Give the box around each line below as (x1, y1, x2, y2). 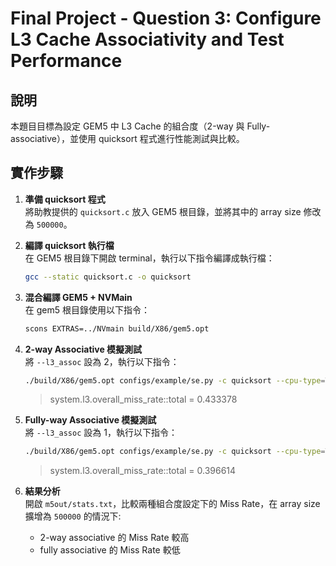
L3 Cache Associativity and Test (10, 28, 285, 51)
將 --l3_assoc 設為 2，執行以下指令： (24, 355, 180, 367)
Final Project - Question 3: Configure (10, 7, 322, 30)
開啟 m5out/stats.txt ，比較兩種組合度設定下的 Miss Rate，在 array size (24, 498, 321, 510)
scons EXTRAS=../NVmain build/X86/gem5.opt (24, 323, 210, 334)
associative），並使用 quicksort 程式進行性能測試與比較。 (10, 133, 245, 144)
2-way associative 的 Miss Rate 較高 (39, 532, 190, 544)
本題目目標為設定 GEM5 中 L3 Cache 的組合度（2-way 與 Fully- (10, 120, 271, 132)
